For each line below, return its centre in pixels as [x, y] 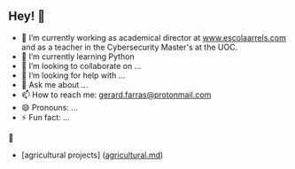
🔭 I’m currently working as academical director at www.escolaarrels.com [154, 37]
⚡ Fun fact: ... [45, 117]
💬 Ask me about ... [54, 84]
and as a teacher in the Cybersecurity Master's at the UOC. [129, 47]
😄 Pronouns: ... [50, 107]
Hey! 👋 [27, 16]
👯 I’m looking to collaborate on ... [81, 65]
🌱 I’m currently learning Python [78, 56]
